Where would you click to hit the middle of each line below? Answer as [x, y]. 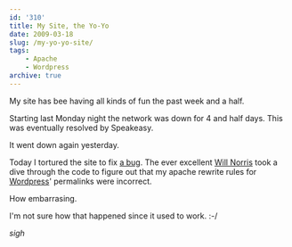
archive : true [36, 76]
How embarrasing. [43, 198]
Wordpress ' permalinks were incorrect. [81, 181]
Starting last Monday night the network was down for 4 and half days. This [146, 118]
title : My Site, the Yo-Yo [59, 26]
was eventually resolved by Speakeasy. [81, 128]
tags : [19, 51]
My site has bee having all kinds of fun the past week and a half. [127, 101]
